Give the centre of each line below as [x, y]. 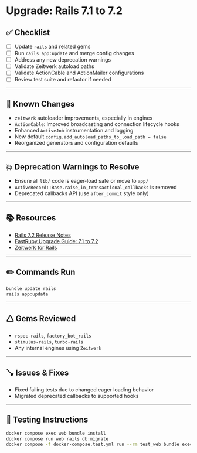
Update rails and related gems [52, 46]
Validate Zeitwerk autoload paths [55, 66]
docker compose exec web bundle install [56, 433]
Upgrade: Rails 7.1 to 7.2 [64, 11]
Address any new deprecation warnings [63, 60]
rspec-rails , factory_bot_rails [53, 336]
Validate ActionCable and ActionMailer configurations [79, 73]
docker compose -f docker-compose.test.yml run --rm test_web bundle [93, 444]
